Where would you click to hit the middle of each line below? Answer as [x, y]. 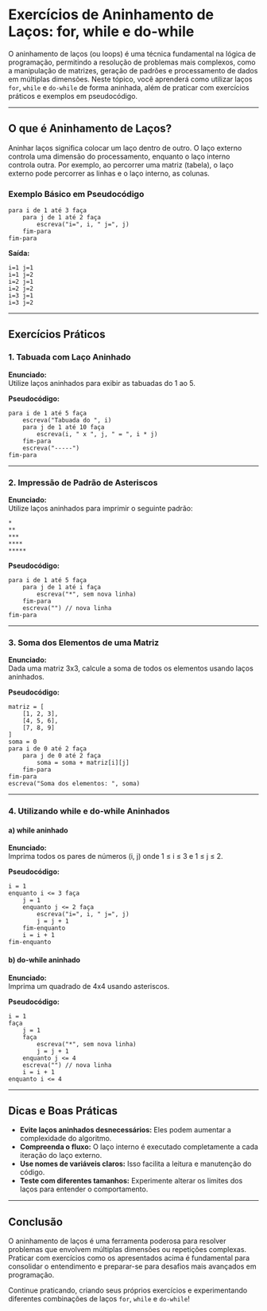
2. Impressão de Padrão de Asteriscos [83, 482]
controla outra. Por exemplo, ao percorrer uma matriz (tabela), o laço [121, 164]
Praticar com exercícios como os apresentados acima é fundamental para [129, 1258]
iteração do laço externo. [61, 1155]
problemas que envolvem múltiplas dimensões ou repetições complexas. [128, 1250]
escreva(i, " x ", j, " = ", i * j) [97, 434]
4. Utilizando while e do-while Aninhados [89, 811]
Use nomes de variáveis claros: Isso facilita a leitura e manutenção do [135, 1164]
